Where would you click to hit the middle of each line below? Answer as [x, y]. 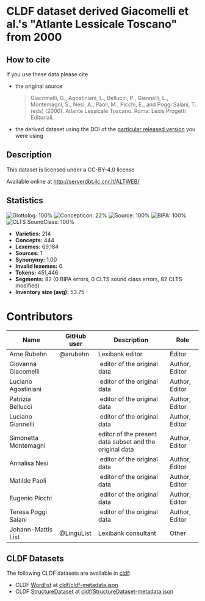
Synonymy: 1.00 [36, 259]
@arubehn [74, 354]
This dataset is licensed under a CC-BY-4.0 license [70, 170]
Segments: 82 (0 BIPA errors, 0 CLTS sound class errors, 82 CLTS [99, 279]
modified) [27, 286]
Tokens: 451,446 [37, 272]
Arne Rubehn [28, 354]
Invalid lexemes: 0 [39, 266]
